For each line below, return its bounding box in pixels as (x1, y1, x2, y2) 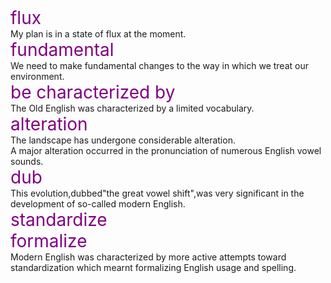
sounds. (10, 156, 44, 167)
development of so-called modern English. (10, 198, 186, 210)
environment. (10, 71, 65, 82)
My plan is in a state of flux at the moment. (10, 28, 187, 40)
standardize (10, 209, 108, 231)
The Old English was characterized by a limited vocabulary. (10, 102, 255, 114)
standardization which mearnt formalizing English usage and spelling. (10, 262, 297, 273)
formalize (10, 230, 88, 252)
